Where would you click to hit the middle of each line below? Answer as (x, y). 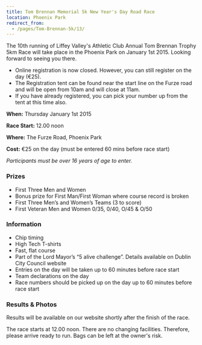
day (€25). (28, 77)
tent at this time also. (41, 103)
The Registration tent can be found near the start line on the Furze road (103, 83)
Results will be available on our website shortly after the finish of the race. (98, 318)
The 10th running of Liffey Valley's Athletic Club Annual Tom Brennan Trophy (101, 46)
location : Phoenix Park (36, 17)
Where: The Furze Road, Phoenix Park (54, 138)
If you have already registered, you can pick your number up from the (101, 96)
